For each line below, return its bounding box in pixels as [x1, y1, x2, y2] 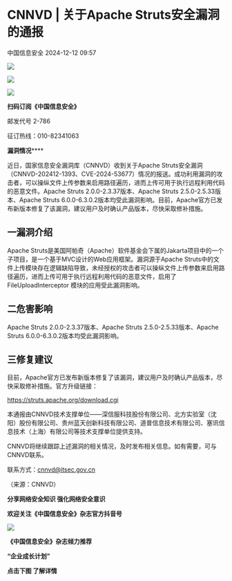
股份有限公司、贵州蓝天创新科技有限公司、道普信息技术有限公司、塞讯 [19, 419, 219, 427]
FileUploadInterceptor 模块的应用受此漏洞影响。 [7, 280, 144, 289]
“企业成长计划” [7, 552, 50, 560]
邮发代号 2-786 [7, 116, 50, 125]
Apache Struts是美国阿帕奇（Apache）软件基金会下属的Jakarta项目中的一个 [7, 246, 224, 254]
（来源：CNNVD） [7, 480, 60, 489]
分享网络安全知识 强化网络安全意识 [7, 495, 106, 503]
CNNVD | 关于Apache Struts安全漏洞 [7, 7, 220, 23]
